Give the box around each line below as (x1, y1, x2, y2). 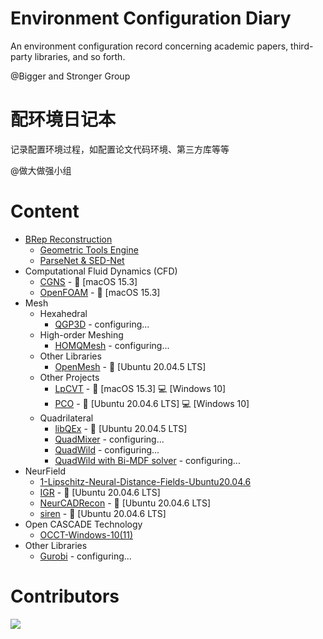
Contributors (10, 585, 120, 607)
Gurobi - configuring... (39, 550, 132, 562)
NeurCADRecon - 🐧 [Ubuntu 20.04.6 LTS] (39, 497, 212, 509)
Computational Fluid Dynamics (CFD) (24, 265, 178, 277)
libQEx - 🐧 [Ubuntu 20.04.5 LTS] (54, 422, 188, 434)
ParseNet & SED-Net (39, 254, 125, 266)
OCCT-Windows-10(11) (39, 528, 134, 541)
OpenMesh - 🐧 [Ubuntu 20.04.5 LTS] (54, 360, 207, 372)
